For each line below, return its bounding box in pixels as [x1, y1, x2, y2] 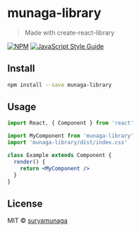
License [7, 197, 43, 209]
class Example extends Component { [7, 152, 112, 159]
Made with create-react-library [24, 28, 115, 37]
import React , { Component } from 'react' [7, 120, 134, 127]
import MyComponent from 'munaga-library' [7, 132, 134, 139]
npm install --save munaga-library [7, 81, 112, 88]
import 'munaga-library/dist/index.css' [7, 139, 128, 146]
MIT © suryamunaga [7, 216, 68, 225]
